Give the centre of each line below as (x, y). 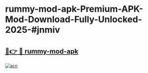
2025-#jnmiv (33, 30)
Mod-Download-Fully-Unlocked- (74, 19)
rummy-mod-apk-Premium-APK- (74, 9)
